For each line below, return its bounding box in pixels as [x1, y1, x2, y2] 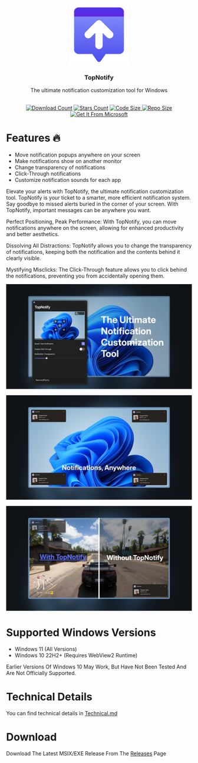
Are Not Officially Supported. [6, 669, 77, 676]
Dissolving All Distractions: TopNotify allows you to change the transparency [6, 242, 192, 249]
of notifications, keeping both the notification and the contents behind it [6, 249, 180, 256]
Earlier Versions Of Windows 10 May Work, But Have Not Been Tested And [6, 663, 187, 670]
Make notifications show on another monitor [14, 158, 122, 165]
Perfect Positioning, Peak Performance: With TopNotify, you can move [6, 218, 177, 226]
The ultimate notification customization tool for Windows [30, 87, 168, 94]
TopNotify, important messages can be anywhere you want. [6, 207, 151, 214]
